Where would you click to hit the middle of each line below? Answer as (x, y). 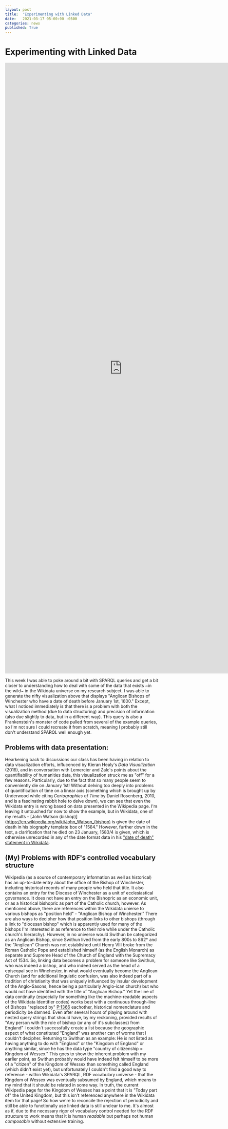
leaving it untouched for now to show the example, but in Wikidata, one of (79, 811)
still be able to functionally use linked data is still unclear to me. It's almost (79, 1106)
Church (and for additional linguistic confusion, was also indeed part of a (78, 976)
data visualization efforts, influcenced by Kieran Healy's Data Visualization (80, 765)
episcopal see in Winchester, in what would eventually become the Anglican (81, 971)
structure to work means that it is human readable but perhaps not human (79, 1116)
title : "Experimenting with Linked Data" (49, 14)
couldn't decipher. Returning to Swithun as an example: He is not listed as (79, 1038)
